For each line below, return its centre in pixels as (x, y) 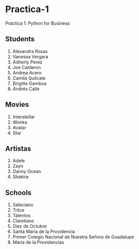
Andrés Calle (26, 89)
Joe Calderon (27, 67)
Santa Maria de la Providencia (43, 232)
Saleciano (23, 205)
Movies (17, 105)
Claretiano (23, 221)
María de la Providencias (38, 242)
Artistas (18, 148)
